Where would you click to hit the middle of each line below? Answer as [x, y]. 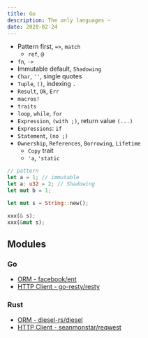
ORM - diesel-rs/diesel [50, 320]
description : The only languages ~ [59, 20]
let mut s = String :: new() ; [48, 203]
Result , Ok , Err [38, 91]
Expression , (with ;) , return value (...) [75, 121]
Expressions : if [39, 128]
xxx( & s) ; [22, 216]
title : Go [22, 14]
